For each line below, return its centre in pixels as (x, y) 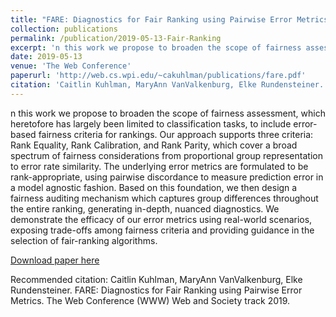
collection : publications (64, 29)
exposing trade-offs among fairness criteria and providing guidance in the (162, 230)
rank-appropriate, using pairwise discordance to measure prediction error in (167, 177)
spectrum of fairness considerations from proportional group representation (166, 155)
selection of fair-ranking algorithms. (84, 240)
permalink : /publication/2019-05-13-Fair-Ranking (116, 38)
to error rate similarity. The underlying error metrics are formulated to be (159, 166)
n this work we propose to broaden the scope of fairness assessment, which (168, 113)
